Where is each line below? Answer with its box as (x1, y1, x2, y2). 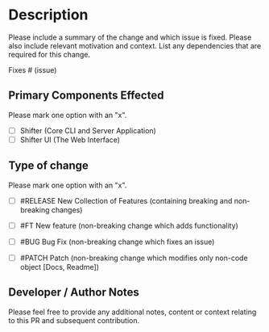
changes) (51, 204, 83, 215)
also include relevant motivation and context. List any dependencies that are (8, 40, 262, 50)
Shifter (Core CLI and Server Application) (19, 125, 157, 135)
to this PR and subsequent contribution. (8, 315, 140, 325)
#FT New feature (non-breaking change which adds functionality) (19, 221, 239, 230)
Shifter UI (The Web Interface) (19, 135, 121, 145)
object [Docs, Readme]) (19, 262, 99, 271)
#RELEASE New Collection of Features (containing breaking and (19, 195, 233, 205)
